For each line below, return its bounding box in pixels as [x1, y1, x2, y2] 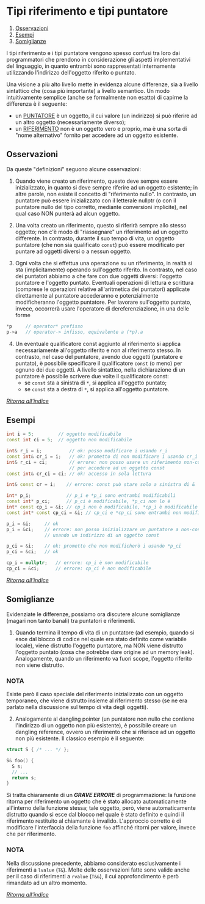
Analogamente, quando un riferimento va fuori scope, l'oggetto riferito [15, 655, 192, 662]
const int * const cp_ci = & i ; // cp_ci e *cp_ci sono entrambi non [6, 509, 182, 516]
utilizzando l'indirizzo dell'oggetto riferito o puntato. [6, 68, 136, 76]
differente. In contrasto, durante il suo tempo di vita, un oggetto [15, 234, 175, 242]
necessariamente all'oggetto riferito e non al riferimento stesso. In [15, 347, 181, 354]
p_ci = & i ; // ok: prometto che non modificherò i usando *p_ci [6, 543, 182, 549]
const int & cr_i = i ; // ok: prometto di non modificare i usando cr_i [6, 454, 198, 460]
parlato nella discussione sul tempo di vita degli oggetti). [6, 704, 148, 711]
